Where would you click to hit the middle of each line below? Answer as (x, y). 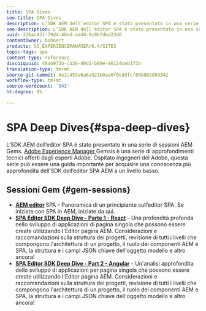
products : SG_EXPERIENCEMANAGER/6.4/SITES (61, 47)
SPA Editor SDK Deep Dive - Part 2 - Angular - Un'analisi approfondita (105, 263)
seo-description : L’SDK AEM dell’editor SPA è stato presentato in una (100, 29)
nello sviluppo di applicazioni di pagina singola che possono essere (100, 224)
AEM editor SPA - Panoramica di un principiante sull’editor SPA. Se (99, 205)
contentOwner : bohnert (35, 40)
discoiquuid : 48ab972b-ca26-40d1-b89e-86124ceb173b (74, 63)
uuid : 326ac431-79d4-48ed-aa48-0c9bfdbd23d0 (64, 35)
